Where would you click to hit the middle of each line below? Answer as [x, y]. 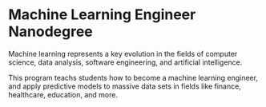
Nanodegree [51, 32]
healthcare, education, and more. [63, 94]
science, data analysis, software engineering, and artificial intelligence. [125, 62]
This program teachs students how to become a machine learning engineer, [133, 77]
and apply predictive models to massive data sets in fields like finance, [125, 86]
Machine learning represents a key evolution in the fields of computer [123, 53]
